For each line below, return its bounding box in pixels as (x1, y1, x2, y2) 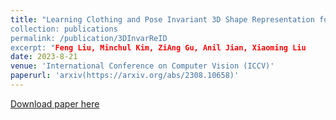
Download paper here (10, 97, 100, 110)
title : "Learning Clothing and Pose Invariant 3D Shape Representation (10, 14, 315, 25)
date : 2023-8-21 (10, 52, 78, 62)
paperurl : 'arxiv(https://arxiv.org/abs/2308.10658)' (10, 71, 240, 81)
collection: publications (10, 24, 118, 34)
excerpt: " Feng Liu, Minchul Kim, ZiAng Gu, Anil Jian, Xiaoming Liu (10, 42, 307, 53)
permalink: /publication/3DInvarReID (10, 33, 168, 43)
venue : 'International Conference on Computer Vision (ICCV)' (10, 61, 275, 71)
